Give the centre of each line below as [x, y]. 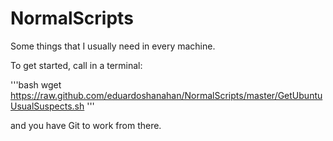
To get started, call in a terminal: [76, 65]
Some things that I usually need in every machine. [113, 46]
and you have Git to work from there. [86, 125]
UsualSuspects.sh [47, 106]
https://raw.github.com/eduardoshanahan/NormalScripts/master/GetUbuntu [166, 95]
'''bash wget [36, 84]
